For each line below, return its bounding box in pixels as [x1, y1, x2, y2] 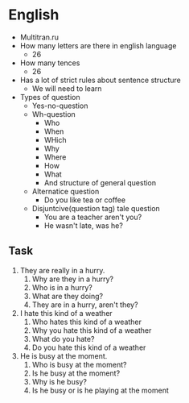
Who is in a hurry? [31, 282, 92, 292]
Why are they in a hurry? [31, 274, 114, 284]
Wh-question [31, 109, 76, 118]
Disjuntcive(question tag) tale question [31, 203, 161, 213]
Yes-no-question [31, 101, 88, 110]
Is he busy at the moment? [31, 368, 121, 378]
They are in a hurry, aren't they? [31, 300, 138, 310]
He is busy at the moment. [19, 351, 108, 360]
